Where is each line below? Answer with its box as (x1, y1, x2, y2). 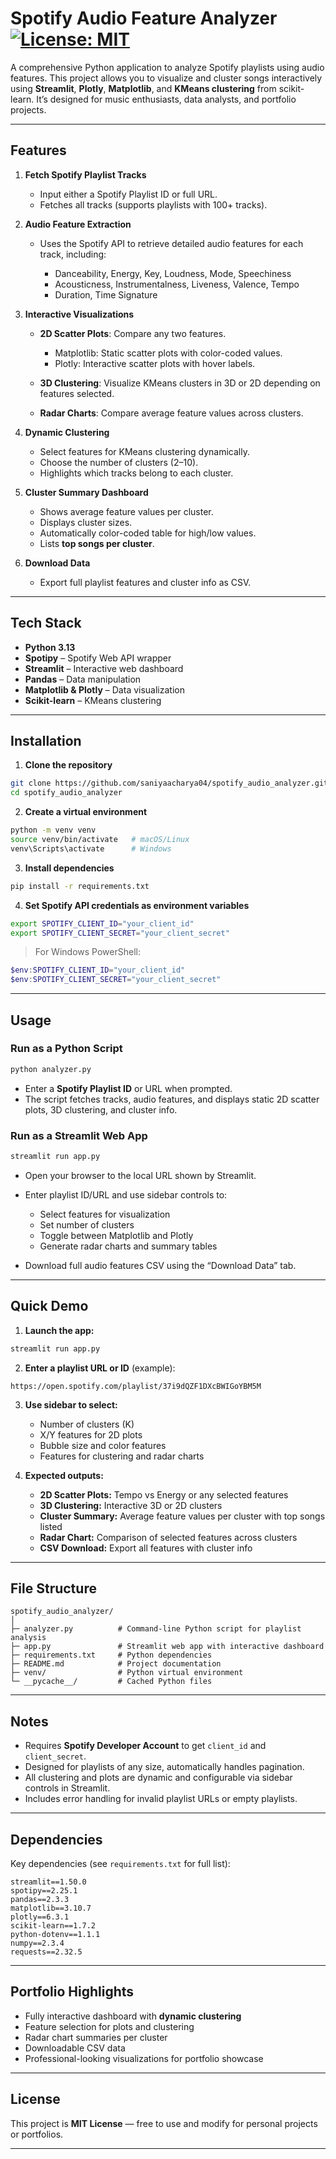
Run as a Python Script (10, 1042, 123, 1056)
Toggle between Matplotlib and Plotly (39, 1229, 194, 1241)
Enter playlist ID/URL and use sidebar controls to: (24, 1188, 228, 1201)
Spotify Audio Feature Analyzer (10, 7, 278, 30)
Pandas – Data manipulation (24, 673, 142, 685)
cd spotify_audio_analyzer (10, 788, 123, 798)
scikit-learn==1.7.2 (10, 1920, 97, 1931)
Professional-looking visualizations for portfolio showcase (24, 2052, 264, 2064)
